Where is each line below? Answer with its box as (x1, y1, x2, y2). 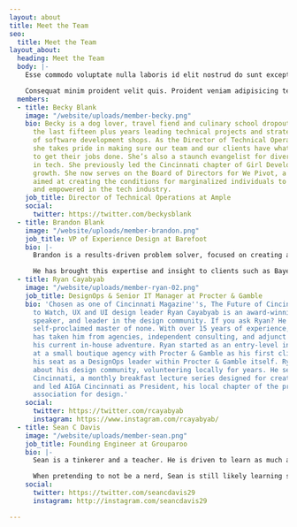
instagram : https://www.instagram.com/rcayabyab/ (32, 415, 219, 424)
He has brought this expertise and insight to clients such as (32, 267, 271, 276)
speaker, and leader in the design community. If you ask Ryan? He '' (32, 316, 294, 325)
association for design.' (32, 390, 128, 399)
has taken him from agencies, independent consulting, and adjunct (32, 332, 287, 341)
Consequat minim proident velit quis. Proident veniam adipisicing (25, 86, 278, 95)
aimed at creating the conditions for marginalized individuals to (32, 177, 287, 186)
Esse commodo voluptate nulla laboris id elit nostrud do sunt (25, 71, 263, 80)
